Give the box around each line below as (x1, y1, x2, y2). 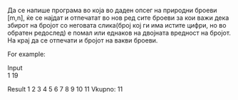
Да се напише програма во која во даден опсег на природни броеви (7, 6, 217, 14)
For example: (7, 50, 46, 58)
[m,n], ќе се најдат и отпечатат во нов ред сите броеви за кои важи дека (7, 13, 229, 22)
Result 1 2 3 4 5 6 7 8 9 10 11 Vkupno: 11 (7, 85, 123, 93)
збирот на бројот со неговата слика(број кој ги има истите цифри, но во (7, 21, 227, 29)
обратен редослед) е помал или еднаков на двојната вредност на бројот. (7, 28, 232, 37)
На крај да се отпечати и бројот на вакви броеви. (7, 36, 158, 45)
